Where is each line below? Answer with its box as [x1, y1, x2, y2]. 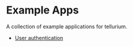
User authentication [14, 34, 64, 41]
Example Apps [6, 4, 79, 17]
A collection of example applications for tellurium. [6, 23, 128, 30]
